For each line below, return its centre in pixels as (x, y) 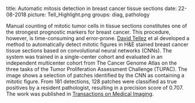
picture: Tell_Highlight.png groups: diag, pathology (89, 15)
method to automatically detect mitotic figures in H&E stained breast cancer (97, 44)
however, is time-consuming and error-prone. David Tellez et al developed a (98, 38)
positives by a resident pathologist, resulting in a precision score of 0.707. (95, 88)
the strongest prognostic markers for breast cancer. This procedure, (88, 32)
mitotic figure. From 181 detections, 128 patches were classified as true (92, 81)
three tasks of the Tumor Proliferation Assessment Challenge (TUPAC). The (97, 69)
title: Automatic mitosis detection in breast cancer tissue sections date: (92, 8)
